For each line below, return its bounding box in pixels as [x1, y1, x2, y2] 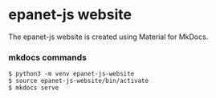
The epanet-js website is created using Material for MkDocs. [8, 32, 209, 41]
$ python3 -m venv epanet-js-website [8, 70, 135, 78]
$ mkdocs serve [8, 84, 59, 92]
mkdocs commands [8, 52, 87, 63]
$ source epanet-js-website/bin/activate [8, 77, 149, 85]
